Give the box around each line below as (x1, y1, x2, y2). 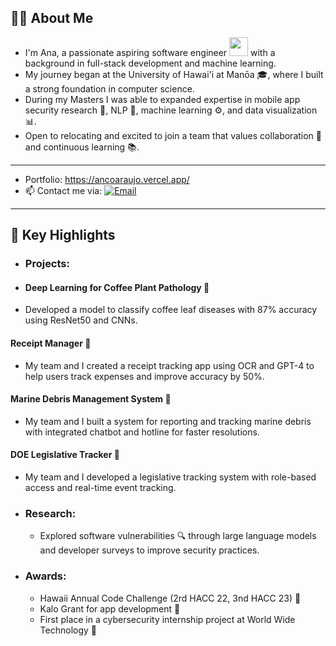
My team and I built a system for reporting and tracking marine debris (24, 415, 312, 427)
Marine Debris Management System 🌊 (10, 393, 172, 405)
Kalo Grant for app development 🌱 (39, 602, 181, 615)
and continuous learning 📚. (24, 141, 140, 153)
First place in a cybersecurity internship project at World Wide (39, 613, 296, 625)
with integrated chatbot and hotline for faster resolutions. (24, 426, 260, 438)
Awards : (24, 569, 67, 583)
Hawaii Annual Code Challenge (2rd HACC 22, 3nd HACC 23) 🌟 (39, 592, 302, 604)
